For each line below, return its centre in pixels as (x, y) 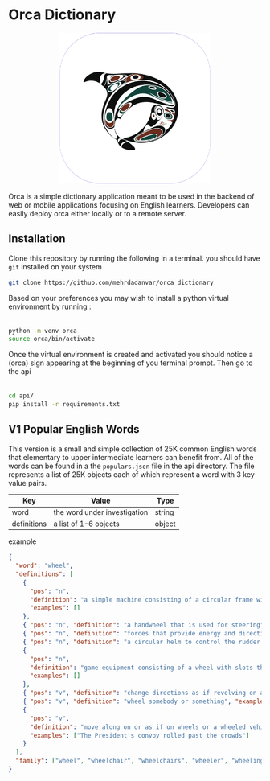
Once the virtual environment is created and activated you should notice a (131, 355)
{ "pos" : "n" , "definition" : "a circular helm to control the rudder (142, 642)
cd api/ (21, 396)
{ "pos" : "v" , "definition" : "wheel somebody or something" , (127, 701)
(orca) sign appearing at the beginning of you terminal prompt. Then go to (131, 363)
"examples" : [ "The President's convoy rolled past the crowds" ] (139, 735)
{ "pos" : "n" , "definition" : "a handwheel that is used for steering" (143, 625)
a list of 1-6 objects (86, 524)
